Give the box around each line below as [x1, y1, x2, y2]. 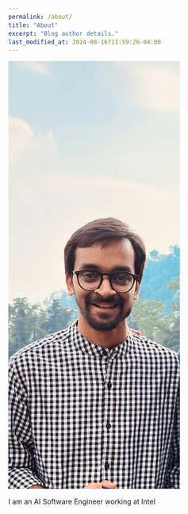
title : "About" [8, 21, 59, 29]
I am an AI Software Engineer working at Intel [8, 497, 156, 507]
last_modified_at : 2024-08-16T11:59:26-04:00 [8, 38, 161, 46]
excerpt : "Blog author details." [8, 29, 119, 37]
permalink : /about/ [8, 13, 73, 21]
